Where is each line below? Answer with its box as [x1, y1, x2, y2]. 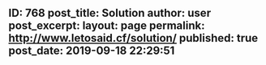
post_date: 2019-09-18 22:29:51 [8, 44, 175, 58]
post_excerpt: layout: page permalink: [8, 19, 205, 33]
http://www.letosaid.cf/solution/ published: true [8, 31, 259, 45]
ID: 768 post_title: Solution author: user [8, 6, 212, 20]
